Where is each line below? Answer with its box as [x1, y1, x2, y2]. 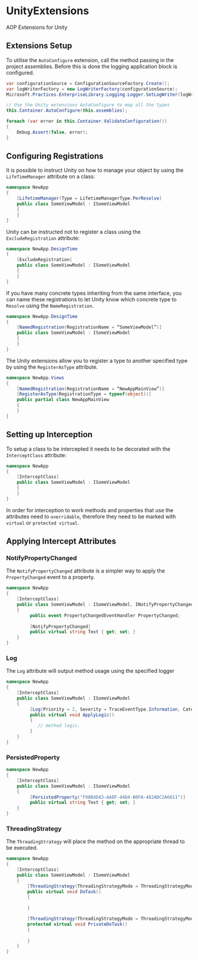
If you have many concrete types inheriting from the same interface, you [6, 289, 181, 297]
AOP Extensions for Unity [6, 24, 68, 31]
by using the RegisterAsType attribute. [6, 363, 98, 370]
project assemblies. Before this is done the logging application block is [6, 63, 178, 70]
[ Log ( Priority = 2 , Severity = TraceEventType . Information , [29, 706, 181, 712]
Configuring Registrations [6, 151, 104, 161]
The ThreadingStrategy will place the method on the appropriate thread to [6, 838, 185, 845]
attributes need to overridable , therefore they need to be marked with [6, 513, 176, 520]
